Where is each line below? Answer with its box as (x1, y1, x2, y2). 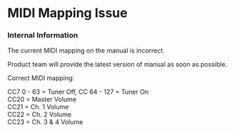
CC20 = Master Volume (7, 95, 77, 104)
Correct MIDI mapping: (7, 74, 75, 82)
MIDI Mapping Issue (7, 5, 128, 21)
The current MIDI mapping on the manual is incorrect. (7, 46, 166, 55)
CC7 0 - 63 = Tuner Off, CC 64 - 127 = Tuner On (7, 87, 149, 97)
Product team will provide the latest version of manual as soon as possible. (7, 60, 228, 69)
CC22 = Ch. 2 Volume (7, 110, 72, 119)
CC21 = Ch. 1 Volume (7, 103, 69, 111)
